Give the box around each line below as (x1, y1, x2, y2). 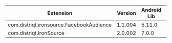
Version (117, 10, 137, 17)
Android (141, 7, 162, 13)
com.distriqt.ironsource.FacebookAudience (8, 21, 112, 28)
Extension (47, 10, 73, 17)
